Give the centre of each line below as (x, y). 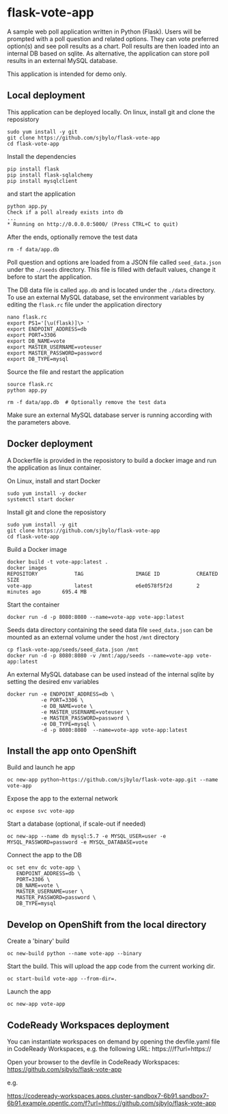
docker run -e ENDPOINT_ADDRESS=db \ (61, 694)
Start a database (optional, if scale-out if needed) (76, 824)
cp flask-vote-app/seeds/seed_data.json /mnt (73, 649)
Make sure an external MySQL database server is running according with (110, 415)
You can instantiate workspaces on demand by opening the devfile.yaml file (114, 1041)
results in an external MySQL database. (62, 60)
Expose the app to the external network (62, 798)
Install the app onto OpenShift (72, 751)
